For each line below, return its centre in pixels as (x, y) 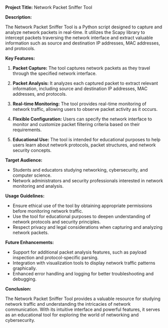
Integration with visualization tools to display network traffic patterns (84, 263)
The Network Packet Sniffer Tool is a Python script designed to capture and (84, 27)
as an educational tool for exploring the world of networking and (72, 315)
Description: (18, 17)
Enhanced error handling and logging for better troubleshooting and (83, 274)
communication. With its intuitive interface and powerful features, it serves (83, 309)
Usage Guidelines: (25, 196)
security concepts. (32, 150)
